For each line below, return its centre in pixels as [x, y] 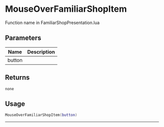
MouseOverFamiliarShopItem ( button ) [41, 115]
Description [41, 51]
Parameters [23, 38]
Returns [18, 78]
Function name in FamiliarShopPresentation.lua [52, 23]
